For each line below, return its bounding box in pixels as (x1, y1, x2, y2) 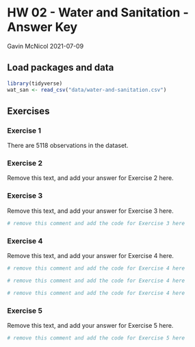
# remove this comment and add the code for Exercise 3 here (7, 220, 185, 227)
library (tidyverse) (7, 80, 63, 87)
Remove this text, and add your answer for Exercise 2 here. (7, 174, 174, 182)
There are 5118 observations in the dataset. (7, 142, 129, 150)
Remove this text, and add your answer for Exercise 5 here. (7, 321, 174, 329)
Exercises (7, 105, 50, 117)
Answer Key (7, 19, 78, 35)
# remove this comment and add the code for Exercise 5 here (7, 334, 185, 342)
